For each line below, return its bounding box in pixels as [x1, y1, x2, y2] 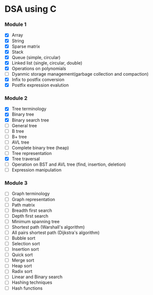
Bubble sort [11, 235, 35, 241]
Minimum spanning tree [11, 218, 60, 224]
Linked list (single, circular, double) [11, 60, 82, 66]
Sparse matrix [11, 43, 40, 49]
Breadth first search [11, 207, 52, 213]
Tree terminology [11, 106, 47, 112]
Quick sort [11, 252, 33, 258]
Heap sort [11, 263, 32, 269]
